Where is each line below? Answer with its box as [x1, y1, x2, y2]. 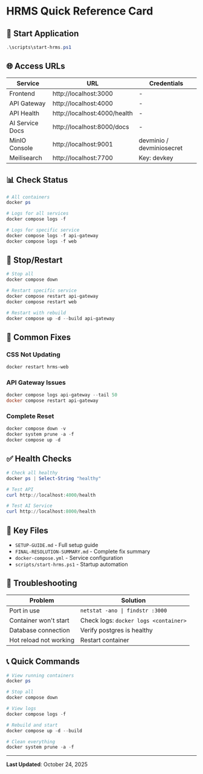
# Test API [6, 486, 34, 493]
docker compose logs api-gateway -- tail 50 [6, 392, 118, 398]
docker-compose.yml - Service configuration [14, 554, 123, 561]
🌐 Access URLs [6, 61, 65, 71]
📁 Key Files [6, 525, 48, 536]
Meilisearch [9, 153, 42, 162]
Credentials [149, 79, 184, 87]
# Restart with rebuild [6, 310, 66, 316]
